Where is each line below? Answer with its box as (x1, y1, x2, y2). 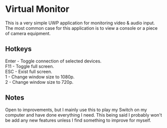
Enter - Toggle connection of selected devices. (5, 58, 102, 64)
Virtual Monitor (5, 3, 70, 15)
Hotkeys (5, 45, 32, 53)
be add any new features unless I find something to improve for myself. (5, 117, 151, 123)
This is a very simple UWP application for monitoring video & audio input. (5, 20, 156, 26)
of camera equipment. (5, 30, 51, 36)
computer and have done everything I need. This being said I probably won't (5, 112, 162, 118)
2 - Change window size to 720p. (5, 79, 74, 85)
